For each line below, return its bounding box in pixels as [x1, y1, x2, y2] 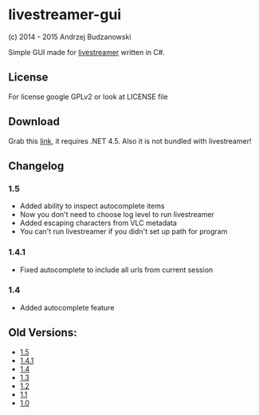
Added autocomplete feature [19, 302, 115, 312]
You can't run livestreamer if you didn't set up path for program [19, 227, 228, 236]
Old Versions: [8, 326, 77, 340]
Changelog [8, 159, 65, 172]
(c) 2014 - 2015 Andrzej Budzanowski [8, 32, 131, 41]
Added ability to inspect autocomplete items [19, 201, 165, 211]
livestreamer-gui [8, 6, 122, 24]
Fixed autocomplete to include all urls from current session [19, 265, 214, 275]
